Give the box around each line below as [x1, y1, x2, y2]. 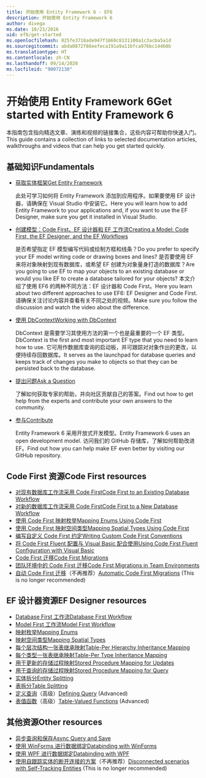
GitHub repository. [15, 452, 62, 459]
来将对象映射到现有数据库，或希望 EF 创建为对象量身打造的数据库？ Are [15, 261, 195, 268]
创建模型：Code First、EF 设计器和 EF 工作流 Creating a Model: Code [15, 226, 189, 233]
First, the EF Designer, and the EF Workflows [15, 233, 129, 240]
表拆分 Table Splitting [15, 682, 68, 689]
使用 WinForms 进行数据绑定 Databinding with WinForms [15, 742, 158, 749]
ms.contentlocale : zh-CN [6, 55, 70, 61]
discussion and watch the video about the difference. [15, 304, 150, 311]
